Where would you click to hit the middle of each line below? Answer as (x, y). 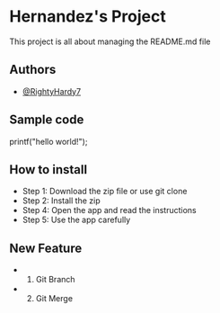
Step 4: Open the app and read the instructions (109, 210)
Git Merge (54, 299)
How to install (48, 170)
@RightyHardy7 (52, 91)
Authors (33, 70)
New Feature (46, 248)
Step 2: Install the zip (61, 201)
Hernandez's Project (88, 17)
